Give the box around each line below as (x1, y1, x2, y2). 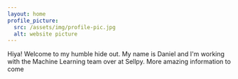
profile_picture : (7, 17, 59, 24)
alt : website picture (13, 30, 78, 38)
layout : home (7, 10, 46, 18)
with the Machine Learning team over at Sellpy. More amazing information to (7, 58, 231, 66)
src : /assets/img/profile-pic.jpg (13, 23, 116, 31)
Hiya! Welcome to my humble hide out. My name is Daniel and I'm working (7, 50, 225, 58)
